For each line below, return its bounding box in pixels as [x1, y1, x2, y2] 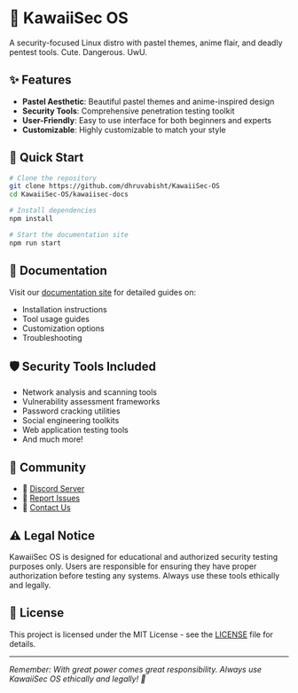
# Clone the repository [9, 173, 98, 183]
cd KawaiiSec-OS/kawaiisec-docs [9, 190, 129, 199]
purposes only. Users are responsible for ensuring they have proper [9, 561, 257, 571]
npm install [9, 215, 53, 224]
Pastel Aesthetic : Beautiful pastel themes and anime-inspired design [21, 96, 275, 106]
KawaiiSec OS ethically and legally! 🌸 [9, 673, 146, 684]
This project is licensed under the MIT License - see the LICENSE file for [9, 629, 273, 640]
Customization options [21, 323, 105, 334]
